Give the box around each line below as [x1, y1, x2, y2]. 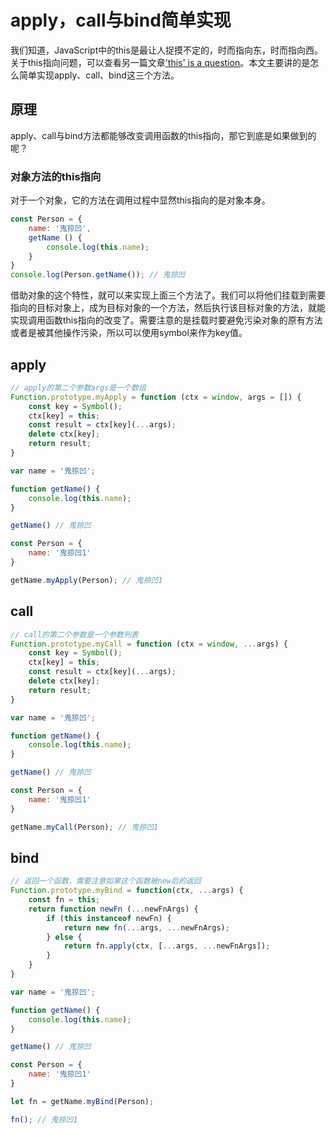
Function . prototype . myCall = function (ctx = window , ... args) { [10, 639, 289, 649]
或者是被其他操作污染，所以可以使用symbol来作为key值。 [10, 327, 248, 339]
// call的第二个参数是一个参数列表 [10, 629, 139, 640]
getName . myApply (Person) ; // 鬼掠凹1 [10, 575, 163, 585]
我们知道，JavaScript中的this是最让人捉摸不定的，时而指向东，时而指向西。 [10, 44, 323, 56]
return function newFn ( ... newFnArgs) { [28, 904, 199, 914]
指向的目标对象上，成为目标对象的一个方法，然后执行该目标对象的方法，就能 [10, 302, 326, 314]
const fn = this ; [28, 895, 101, 905]
